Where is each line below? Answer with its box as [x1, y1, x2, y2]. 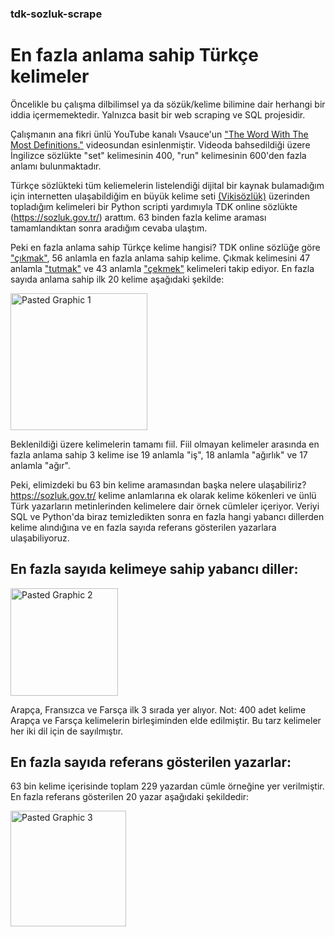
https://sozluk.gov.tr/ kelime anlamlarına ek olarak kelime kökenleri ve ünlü [10, 489, 317, 501]
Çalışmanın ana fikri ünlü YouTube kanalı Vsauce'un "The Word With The [10, 128, 309, 140]
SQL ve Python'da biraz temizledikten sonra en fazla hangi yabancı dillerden [10, 510, 325, 522]
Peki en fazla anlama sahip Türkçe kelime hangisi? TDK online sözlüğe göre [10, 241, 321, 253]
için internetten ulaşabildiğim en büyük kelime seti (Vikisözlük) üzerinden [10, 190, 310, 202]
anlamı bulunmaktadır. [10, 160, 102, 172]
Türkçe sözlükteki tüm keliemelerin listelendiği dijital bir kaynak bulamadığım [10, 179, 325, 191]
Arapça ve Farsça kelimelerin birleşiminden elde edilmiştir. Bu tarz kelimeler [10, 714, 322, 726]
